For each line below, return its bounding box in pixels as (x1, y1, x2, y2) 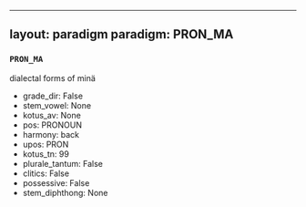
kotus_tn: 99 (22, 148, 70, 160)
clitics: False (22, 168, 70, 179)
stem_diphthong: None (22, 187, 108, 198)
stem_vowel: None (22, 99, 92, 110)
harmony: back (22, 129, 80, 140)
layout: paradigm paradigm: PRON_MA (9, 26, 234, 42)
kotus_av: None (22, 109, 82, 120)
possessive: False (22, 177, 90, 188)
